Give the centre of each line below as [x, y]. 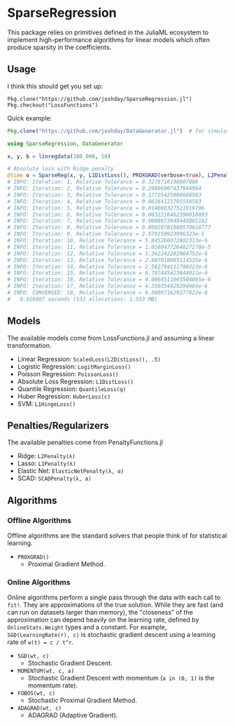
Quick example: [30, 118]
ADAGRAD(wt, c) [40, 708]
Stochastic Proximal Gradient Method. [83, 700]
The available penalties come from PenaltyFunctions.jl [85, 442]
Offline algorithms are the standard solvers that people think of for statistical [117, 536]
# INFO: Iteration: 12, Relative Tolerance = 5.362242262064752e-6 [108, 254]
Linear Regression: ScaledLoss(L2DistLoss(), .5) [89, 359]
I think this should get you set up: [55, 86]
